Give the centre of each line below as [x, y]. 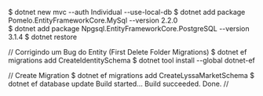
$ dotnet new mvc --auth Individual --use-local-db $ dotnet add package [127, 12]
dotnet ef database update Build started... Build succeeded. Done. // [119, 84]
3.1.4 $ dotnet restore [42, 37]
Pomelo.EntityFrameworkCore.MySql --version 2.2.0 [93, 20]
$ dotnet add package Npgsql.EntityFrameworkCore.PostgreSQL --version [129, 28]
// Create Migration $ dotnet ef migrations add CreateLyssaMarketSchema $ [131, 75]
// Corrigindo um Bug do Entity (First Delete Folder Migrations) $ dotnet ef [128, 52]
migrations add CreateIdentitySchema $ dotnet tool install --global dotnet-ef [131, 60]
